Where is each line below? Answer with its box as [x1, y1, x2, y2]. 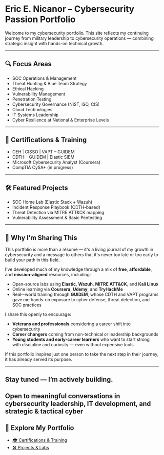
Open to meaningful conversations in [5, 392, 121, 400]
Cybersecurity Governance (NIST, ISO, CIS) [12, 101, 100, 107]
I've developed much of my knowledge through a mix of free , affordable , [5, 266, 152, 272]
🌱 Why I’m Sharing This [5, 234, 78, 242]
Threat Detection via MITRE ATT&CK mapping [12, 210, 104, 216]
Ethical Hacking [12, 86, 44, 92]
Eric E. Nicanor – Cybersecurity [5, 3, 135, 15]
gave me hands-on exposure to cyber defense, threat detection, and [12, 297, 150, 303]
